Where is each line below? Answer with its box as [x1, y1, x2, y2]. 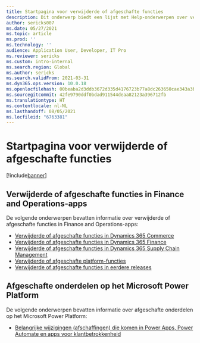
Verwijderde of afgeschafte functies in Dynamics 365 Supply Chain [14, 245, 180, 252]
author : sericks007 [6, 20, 55, 26]
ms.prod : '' [6, 36, 36, 42]
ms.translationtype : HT [6, 97, 65, 103]
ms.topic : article [6, 31, 52, 37]
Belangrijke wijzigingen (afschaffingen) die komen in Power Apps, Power [14, 324, 193, 331]
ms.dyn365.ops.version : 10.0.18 [6, 81, 86, 87]
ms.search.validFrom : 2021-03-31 [6, 75, 89, 81]
